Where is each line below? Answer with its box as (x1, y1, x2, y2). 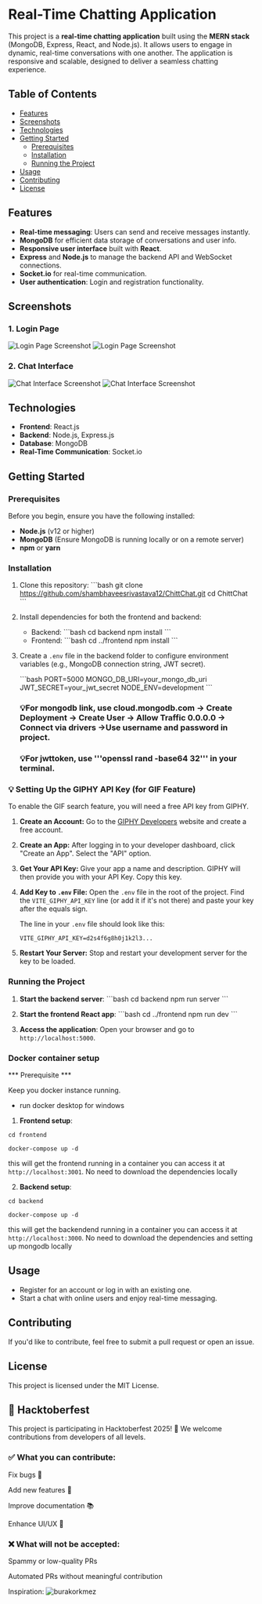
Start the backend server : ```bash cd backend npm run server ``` (19, 994, 229, 1004)
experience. (8, 64, 47, 74)
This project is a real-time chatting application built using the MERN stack (8, 31, 250, 41)
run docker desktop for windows (19, 1101, 125, 1110)
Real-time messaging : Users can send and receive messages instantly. (19, 227, 250, 236)
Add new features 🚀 (8, 1485, 72, 1494)
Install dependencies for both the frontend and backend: (19, 612, 202, 622)
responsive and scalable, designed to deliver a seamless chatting (8, 57, 219, 66)
